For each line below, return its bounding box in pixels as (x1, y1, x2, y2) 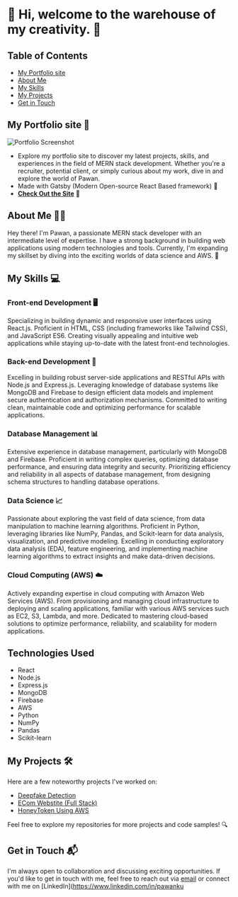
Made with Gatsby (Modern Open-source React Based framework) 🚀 (17, 181, 218, 190)
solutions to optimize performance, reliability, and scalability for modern (7, 619, 217, 628)
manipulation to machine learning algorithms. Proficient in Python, (7, 522, 200, 531)
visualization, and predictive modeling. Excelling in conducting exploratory (7, 537, 225, 546)
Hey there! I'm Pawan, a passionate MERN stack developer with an (7, 228, 202, 237)
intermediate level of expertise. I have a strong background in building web (7, 236, 225, 244)
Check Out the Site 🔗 (17, 189, 80, 198)
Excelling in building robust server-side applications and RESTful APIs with (7, 373, 225, 381)
